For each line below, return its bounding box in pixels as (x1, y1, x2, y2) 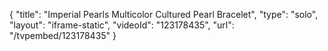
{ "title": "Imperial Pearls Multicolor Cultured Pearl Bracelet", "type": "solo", (9, 9, 319, 20)
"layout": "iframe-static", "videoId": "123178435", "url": (9, 19, 235, 31)
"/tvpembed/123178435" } (9, 30, 117, 41)
